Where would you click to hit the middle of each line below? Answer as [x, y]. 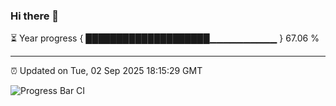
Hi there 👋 [35, 16]
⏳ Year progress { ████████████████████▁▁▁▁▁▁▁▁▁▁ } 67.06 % [165, 38]
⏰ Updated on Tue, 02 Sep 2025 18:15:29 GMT [106, 71]
